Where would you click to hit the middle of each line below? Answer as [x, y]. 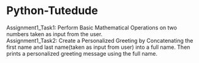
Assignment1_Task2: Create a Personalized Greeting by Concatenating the [100, 40]
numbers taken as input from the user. [54, 34]
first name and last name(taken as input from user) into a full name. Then [98, 47]
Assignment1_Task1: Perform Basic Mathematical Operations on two [92, 28]
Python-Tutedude [52, 11]
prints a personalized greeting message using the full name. [82, 53]
